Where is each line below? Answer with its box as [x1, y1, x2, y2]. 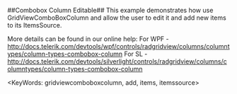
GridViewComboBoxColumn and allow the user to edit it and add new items [7, 13, 226, 22]
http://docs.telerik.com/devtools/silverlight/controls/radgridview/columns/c [7, 57, 228, 66]
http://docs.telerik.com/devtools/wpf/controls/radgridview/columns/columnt [7, 42, 230, 50]
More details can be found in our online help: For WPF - [7, 35, 169, 43]
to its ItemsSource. [7, 21, 62, 29]
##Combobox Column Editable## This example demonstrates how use [7, 6, 214, 14]
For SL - [123, 49, 148, 58]
